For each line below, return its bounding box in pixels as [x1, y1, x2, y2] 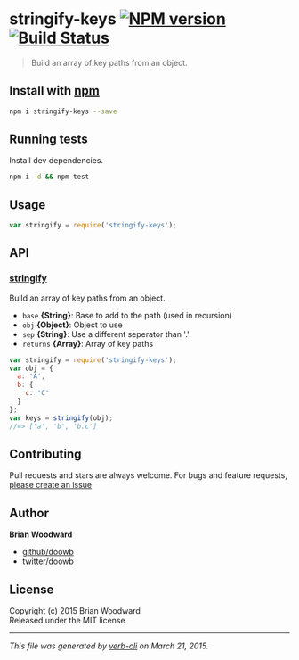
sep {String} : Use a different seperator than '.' [21, 328, 190, 339]
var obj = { [9, 364, 53, 373]
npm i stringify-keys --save [9, 107, 117, 116]
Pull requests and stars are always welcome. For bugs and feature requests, [9, 470, 287, 481]
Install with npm [9, 83, 100, 98]
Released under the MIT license [9, 615, 126, 625]
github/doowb [21, 547, 74, 557]
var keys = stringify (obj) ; [9, 413, 114, 423]
